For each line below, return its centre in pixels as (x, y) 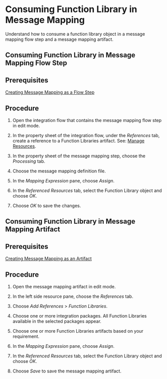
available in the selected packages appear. (57, 321)
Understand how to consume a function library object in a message (75, 34)
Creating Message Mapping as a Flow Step (50, 92)
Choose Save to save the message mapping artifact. (67, 371)
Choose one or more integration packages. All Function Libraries (80, 315)
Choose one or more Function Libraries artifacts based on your (78, 331)
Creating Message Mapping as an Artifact (48, 259)
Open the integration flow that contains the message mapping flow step (87, 120)
